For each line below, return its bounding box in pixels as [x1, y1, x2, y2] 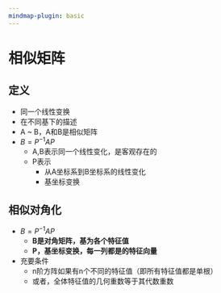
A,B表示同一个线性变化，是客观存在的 [31, 147, 157, 157]
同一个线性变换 [19, 107, 70, 116]
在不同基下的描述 [19, 116, 77, 126]
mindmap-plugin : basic [8, 11, 85, 20]
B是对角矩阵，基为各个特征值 [31, 236, 129, 245]
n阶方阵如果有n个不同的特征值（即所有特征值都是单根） [31, 266, 218, 275]
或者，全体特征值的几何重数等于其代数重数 [31, 276, 174, 286]
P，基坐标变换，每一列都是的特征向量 [31, 245, 157, 255]
